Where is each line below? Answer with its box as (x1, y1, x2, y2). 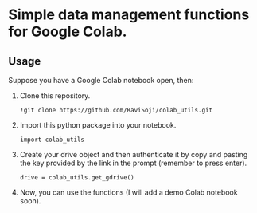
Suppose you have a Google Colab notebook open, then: (8, 76, 194, 85)
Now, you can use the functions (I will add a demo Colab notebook (19, 187, 238, 197)
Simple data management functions (8, 6, 250, 24)
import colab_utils (19, 136, 85, 144)
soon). (19, 196, 41, 205)
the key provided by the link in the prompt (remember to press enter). (19, 158, 247, 168)
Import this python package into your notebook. (19, 120, 177, 129)
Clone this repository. (19, 91, 91, 101)
